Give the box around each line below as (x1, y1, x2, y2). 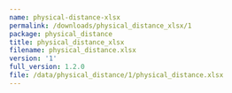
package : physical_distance (9, 29, 113, 38)
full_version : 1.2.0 (9, 63, 86, 72)
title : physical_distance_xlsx (9, 37, 125, 47)
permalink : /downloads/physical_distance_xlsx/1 (9, 21, 192, 30)
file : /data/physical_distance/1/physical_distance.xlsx (9, 71, 224, 80)
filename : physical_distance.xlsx (9, 46, 137, 55)
